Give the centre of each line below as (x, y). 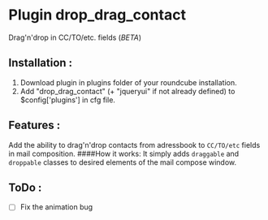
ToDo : (25, 187)
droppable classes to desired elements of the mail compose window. (123, 162)
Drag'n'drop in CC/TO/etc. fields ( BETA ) (75, 37)
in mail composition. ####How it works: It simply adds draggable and (124, 153)
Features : (35, 125)
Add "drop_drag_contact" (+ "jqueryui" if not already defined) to (128, 91)
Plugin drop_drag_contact (97, 15)
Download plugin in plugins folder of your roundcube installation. (128, 82)
